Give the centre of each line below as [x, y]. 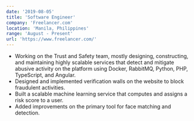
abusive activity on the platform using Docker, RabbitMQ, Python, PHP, [101, 69]
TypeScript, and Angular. [45, 75]
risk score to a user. [39, 100]
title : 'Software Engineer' [41, 17]
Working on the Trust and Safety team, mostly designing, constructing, [101, 56]
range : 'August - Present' [40, 34]
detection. [27, 113]
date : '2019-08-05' [30, 12]
